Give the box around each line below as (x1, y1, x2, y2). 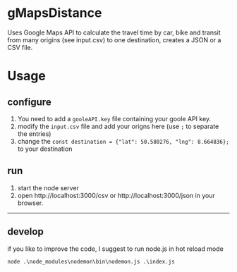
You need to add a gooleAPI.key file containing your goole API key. (17, 114, 212, 123)
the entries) (17, 129, 51, 138)
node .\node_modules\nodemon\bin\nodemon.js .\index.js (7, 258, 175, 265)
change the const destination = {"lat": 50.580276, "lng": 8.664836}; (17, 137, 229, 145)
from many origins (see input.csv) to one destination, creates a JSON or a (7, 35, 221, 44)
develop (7, 225, 44, 237)
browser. (17, 199, 44, 207)
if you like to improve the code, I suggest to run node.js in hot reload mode (7, 245, 224, 253)
